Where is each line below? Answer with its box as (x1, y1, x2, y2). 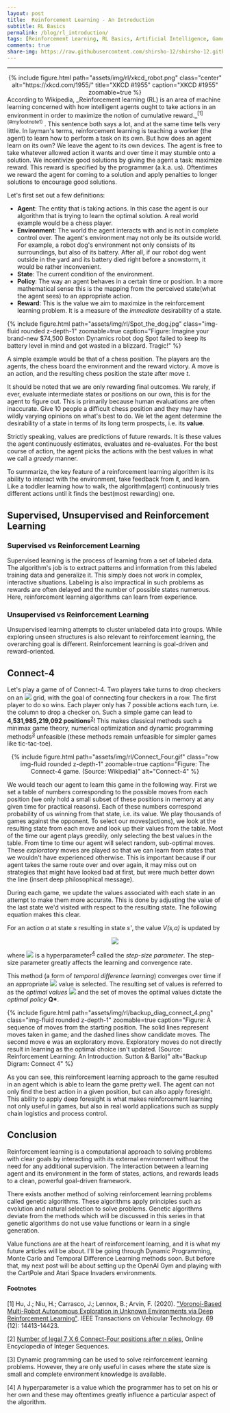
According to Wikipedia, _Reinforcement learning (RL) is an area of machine (7, 95, 221, 104)
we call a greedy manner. (7, 454, 79, 463)
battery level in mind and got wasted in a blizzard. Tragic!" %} (7, 342, 181, 350)
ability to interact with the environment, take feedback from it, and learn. (7, 475, 211, 484)
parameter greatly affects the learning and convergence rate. (20, 958, 193, 966)
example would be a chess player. (16, 219, 113, 227)
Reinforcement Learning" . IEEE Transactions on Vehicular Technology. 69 (7, 1314, 214, 1322)
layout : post (7, 10, 44, 17)
